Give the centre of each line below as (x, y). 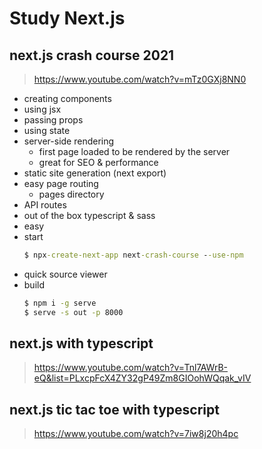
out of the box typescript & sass (89, 215)
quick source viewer (65, 274)
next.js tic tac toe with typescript (114, 409)
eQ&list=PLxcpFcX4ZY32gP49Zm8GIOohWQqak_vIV (142, 378)
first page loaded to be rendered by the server (134, 151)
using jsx (42, 109)
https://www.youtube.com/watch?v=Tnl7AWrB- (131, 368)
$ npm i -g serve (60, 303)
